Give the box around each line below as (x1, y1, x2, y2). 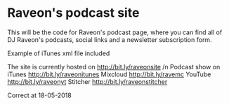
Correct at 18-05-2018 (7, 91, 72, 99)
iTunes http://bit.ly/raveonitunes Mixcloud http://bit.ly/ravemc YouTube (7, 70, 211, 78)
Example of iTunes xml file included (7, 49, 110, 57)
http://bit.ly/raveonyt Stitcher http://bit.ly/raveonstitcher (7, 77, 168, 85)
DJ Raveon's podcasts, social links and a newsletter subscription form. (7, 35, 212, 43)
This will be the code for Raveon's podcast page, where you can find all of (7, 28, 223, 36)
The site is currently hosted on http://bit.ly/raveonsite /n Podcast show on (7, 62, 221, 71)
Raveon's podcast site (7, 5, 140, 21)
